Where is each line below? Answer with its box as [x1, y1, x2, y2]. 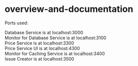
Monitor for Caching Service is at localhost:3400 [4, 51, 105, 57]
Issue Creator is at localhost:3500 [4, 56, 74, 62]
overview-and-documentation [4, 3, 133, 15]
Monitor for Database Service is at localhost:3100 [4, 35, 106, 41]
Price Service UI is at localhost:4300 [4, 45, 80, 51]
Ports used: [4, 20, 28, 26]
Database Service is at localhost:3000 [4, 29, 83, 35]
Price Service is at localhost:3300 [4, 40, 74, 46]
